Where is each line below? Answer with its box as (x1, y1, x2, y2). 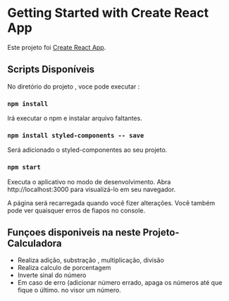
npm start (7, 163, 41, 172)
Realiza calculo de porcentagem (17, 264, 111, 272)
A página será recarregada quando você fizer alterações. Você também (7, 198, 216, 207)
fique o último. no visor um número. (17, 286, 121, 295)
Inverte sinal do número (17, 271, 87, 279)
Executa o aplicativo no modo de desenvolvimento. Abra (7, 177, 171, 186)
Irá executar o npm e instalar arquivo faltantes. (7, 114, 142, 122)
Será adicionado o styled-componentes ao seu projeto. (7, 146, 168, 154)
